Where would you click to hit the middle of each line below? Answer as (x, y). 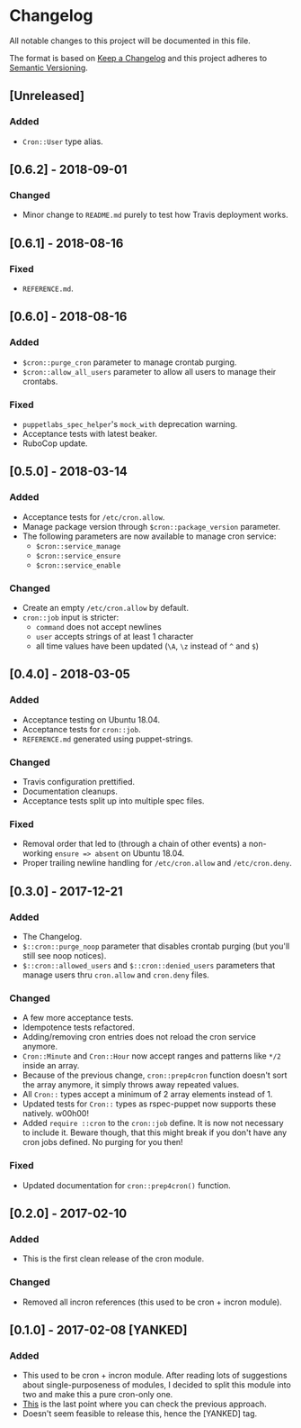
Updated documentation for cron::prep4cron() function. (126, 1185)
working (37, 853)
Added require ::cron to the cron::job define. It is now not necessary (153, 1123)
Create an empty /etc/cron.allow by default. (105, 607)
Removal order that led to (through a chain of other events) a (134, 844)
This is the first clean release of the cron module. (113, 1259)
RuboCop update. (55, 443)
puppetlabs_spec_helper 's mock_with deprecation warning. (130, 423)
